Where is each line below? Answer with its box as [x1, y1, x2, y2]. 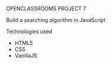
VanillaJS [14, 52, 37, 59]
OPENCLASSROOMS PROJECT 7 [6, 5, 87, 12]
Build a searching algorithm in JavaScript [6, 17, 106, 23]
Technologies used [6, 28, 52, 35]
